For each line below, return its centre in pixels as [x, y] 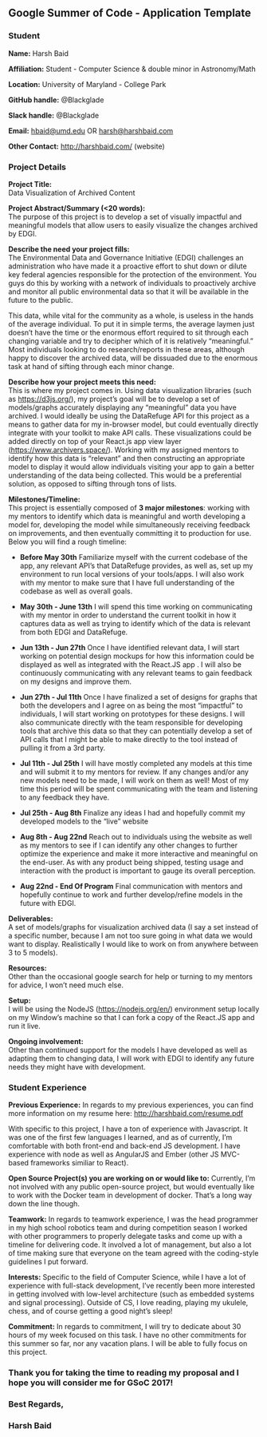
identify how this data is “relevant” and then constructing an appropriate [127, 458]
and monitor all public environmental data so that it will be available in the [129, 292]
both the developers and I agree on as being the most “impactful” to [131, 705]
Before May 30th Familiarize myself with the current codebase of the [134, 557]
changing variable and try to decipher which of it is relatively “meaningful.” [131, 341]
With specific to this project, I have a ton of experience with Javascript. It [128, 1129]
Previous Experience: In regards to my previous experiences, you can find [131, 1105]
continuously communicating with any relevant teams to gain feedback [136, 673]
